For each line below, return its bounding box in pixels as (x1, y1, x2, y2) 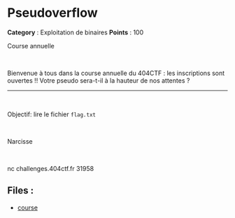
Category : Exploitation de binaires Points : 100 (7, 28, 144, 36)
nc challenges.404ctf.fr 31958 (7, 164, 94, 172)
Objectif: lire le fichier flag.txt (7, 110, 97, 118)
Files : (7, 184, 34, 197)
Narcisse (7, 137, 33, 145)
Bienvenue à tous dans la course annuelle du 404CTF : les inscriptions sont (7, 69, 225, 77)
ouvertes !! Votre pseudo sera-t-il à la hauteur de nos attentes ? (7, 76, 190, 85)
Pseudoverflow (7, 5, 98, 21)
